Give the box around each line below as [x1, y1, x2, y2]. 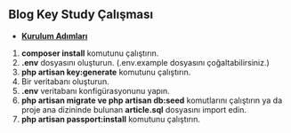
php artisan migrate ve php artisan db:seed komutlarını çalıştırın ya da [20, 95, 283, 106]
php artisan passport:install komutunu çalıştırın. [20, 113, 201, 124]
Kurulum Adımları [20, 30, 88, 41]
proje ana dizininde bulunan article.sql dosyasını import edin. [20, 104, 247, 114]
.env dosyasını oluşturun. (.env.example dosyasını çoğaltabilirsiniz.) [20, 57, 271, 67]
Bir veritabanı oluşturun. [20, 75, 109, 87]
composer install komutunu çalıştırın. [20, 48, 159, 59]
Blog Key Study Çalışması [8, 7, 153, 22]
